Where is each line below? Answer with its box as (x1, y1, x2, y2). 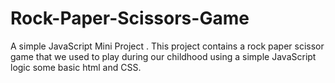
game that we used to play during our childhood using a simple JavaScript (10, 50, 317, 62)
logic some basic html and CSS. (10, 61, 142, 73)
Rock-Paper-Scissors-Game (10, 7, 250, 30)
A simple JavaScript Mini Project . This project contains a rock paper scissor (10, 40, 325, 52)
